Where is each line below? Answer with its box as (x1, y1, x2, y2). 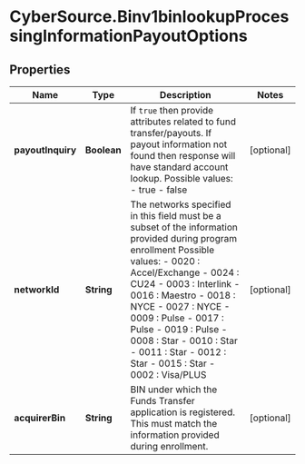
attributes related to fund (130, 115, 236, 128)
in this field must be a (130, 210, 221, 222)
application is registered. (130, 406, 236, 419)
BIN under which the (130, 383, 218, 396)
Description (159, 89, 212, 101)
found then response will (130, 150, 236, 162)
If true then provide (130, 104, 214, 116)
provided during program (130, 232, 238, 244)
